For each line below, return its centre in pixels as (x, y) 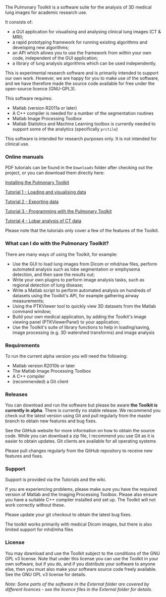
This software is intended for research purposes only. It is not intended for (81, 139)
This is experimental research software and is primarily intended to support (82, 73)
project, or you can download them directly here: (55, 173)
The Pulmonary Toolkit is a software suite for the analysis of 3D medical (79, 7)
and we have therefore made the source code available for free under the (80, 83)
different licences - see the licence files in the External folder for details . (79, 589)
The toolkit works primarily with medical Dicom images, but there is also (79, 524)
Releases (17, 394)
